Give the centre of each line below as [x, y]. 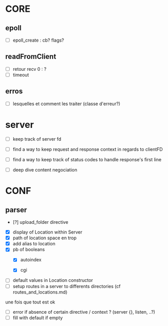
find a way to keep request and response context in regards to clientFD [88, 149]
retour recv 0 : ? [29, 69]
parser [16, 210]
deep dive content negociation [45, 170]
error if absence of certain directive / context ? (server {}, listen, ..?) [84, 312]
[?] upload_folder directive [40, 222]
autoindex [31, 260]
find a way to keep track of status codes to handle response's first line [87, 159]
